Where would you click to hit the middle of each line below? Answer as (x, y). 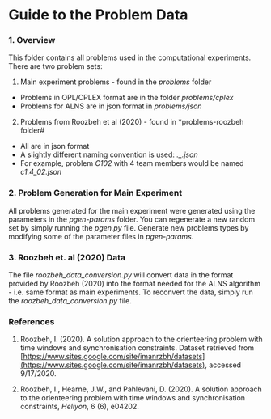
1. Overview (32, 40)
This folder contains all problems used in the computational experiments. (130, 57)
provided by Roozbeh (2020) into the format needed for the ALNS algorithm (135, 284)
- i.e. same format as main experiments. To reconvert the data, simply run (131, 292)
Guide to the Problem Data (98, 15)
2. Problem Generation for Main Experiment (95, 193)
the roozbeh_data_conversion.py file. (70, 301)
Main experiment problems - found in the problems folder (116, 82)
